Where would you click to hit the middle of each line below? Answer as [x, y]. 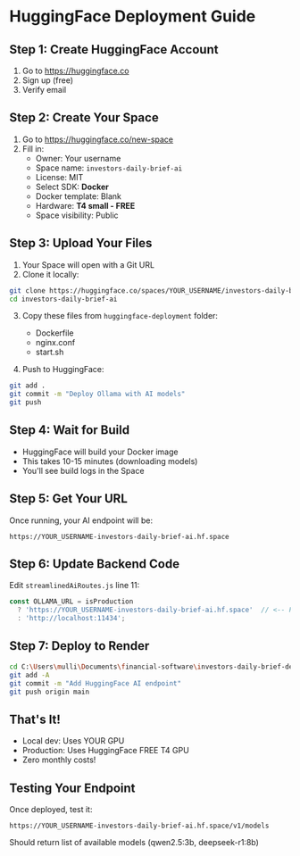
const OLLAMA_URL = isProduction [71, 602]
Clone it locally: [50, 274]
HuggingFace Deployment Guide [133, 17]
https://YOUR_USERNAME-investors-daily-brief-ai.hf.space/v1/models [139, 826]
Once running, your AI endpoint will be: [81, 520]
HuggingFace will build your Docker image [100, 452]
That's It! [35, 719]
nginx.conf [55, 343]
